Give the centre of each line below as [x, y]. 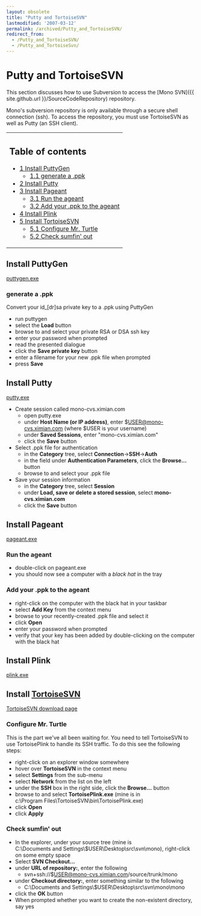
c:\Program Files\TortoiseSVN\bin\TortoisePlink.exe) [79, 801]
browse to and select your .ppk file [67, 473]
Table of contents [48, 152]
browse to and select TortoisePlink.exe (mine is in [77, 794]
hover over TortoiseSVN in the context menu [71, 769]
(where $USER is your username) [105, 428]
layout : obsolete [28, 12]
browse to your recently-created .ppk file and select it [82, 616]
